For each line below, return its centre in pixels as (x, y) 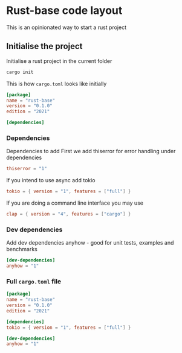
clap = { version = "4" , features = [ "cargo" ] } (69, 214)
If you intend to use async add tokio (51, 180)
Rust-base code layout (64, 11)
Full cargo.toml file (34, 281)
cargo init (20, 72)
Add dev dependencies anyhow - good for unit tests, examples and (90, 243)
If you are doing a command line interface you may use (75, 203)
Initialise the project (44, 46)
